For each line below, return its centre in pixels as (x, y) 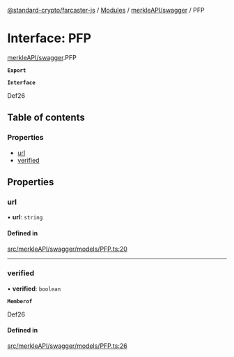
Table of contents (46, 118)
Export (17, 70)
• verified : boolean (34, 289)
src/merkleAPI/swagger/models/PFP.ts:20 (67, 249)
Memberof (20, 301)
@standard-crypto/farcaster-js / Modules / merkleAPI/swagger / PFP (106, 10)
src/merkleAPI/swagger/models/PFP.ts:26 (67, 346)
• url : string (25, 217)
